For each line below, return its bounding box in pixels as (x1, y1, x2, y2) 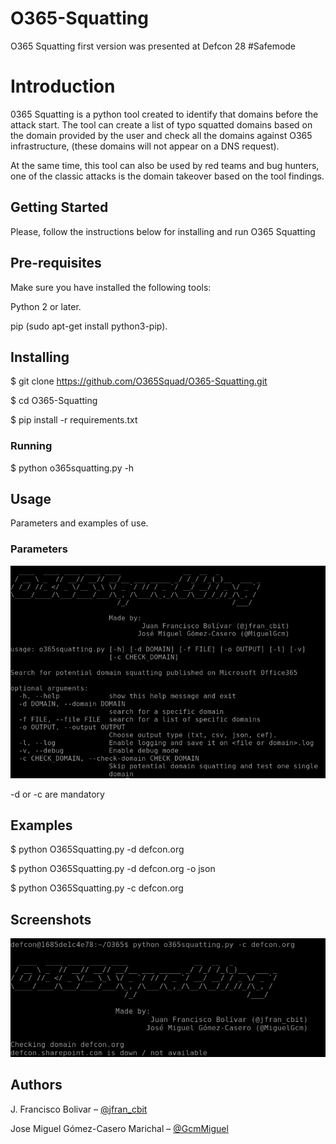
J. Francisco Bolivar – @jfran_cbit (10, 1103, 148, 1115)
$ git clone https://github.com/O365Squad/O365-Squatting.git (10, 375, 268, 387)
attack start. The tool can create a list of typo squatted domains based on (10, 118, 313, 131)
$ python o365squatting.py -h (10, 462, 135, 474)
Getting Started (10, 199, 109, 216)
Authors (10, 1077, 63, 1094)
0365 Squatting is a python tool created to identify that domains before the (10, 108, 319, 120)
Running (10, 439, 53, 453)
